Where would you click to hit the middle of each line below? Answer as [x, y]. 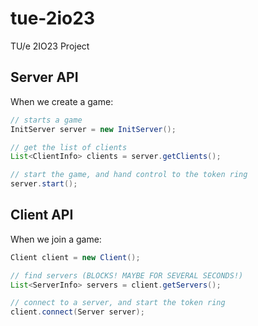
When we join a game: [56, 239]
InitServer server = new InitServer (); [93, 129]
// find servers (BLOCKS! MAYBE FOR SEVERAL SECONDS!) [127, 275]
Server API [44, 77]
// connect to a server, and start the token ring [118, 303]
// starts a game [46, 120]
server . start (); [44, 184]
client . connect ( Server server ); [77, 312]
